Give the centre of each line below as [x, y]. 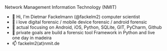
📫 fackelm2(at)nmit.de [36, 43]
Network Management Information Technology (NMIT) [61, 7]
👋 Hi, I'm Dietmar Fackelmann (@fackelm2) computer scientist [76, 17]
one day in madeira [32, 38]
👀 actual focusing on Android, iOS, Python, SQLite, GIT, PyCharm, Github [87, 27]
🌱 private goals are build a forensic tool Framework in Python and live [83, 32]
